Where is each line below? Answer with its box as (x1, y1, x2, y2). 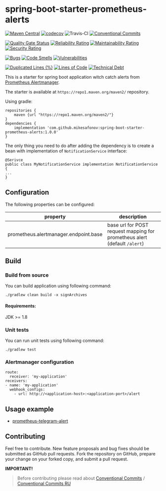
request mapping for (107, 228, 155, 235)
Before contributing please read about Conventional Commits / (17, 475, 145, 481)
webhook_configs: (9, 387, 45, 392)
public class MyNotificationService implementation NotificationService (5, 162, 158, 167)
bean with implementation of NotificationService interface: (5, 147, 127, 154)
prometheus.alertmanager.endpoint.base (7, 231, 103, 238)
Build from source (5, 272, 49, 279)
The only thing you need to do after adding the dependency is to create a (5, 143, 154, 148)
